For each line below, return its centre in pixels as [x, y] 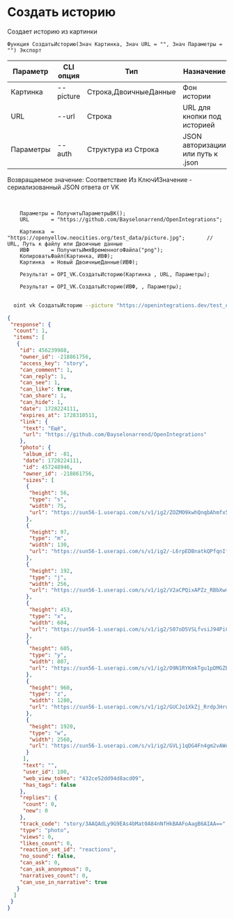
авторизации [204, 145]
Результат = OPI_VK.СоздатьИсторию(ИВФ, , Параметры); [101, 287]
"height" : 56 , [49, 493]
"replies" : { [39, 798]
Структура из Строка [123, 149]
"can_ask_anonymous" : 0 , [56, 869]
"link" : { [34, 422]
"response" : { [31, 324]
